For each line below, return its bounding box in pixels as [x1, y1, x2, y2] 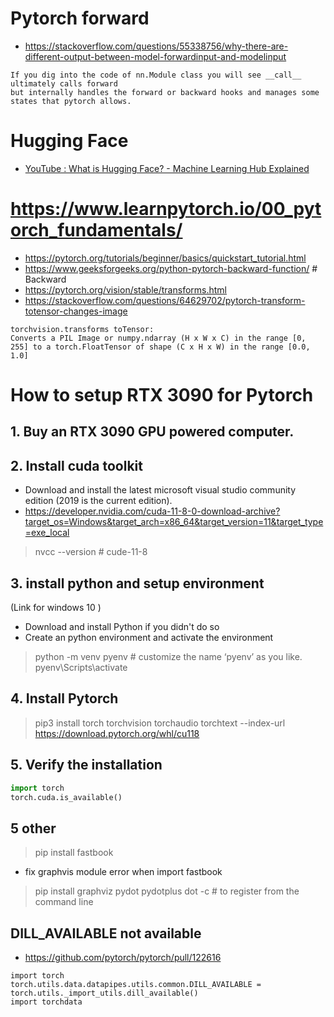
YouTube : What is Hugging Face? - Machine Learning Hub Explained [24, 162, 310, 174]
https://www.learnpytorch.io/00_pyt [10, 198, 322, 221]
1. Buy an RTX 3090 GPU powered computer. [10, 423, 295, 441]
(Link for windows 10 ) [10, 602, 102, 614]
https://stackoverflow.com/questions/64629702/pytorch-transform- [24, 294, 306, 306]
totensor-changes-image [24, 305, 128, 317]
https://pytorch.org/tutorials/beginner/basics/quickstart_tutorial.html [24, 252, 307, 264]
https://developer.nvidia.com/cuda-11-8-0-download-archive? [24, 505, 281, 517]
